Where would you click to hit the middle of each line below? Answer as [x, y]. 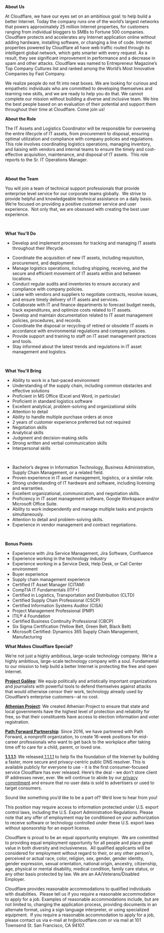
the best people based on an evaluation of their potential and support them [81, 104]
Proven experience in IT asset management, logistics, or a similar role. [83, 478]
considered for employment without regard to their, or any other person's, [80, 853]
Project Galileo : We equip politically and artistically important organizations [81, 681]
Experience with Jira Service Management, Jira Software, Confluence [82, 553]
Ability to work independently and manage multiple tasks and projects [82, 509]
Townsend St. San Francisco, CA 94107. [45, 925]
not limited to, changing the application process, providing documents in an [81, 904]
